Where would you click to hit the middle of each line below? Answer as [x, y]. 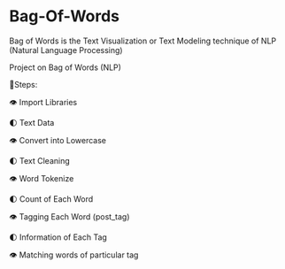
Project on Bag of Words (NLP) [65, 67]
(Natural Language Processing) [66, 50]
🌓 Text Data [32, 122]
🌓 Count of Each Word [51, 199]
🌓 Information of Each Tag [58, 237]
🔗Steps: [23, 84]
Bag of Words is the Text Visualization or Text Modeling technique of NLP [143, 41]
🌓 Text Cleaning [40, 160]
